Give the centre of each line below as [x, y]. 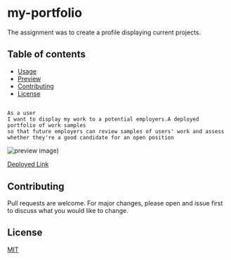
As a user [22, 114]
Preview [29, 78]
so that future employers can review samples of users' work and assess [116, 132]
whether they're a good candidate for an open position [91, 138]
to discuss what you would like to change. [68, 210]
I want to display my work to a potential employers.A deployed [103, 119]
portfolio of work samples [47, 125]
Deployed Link [28, 164]
